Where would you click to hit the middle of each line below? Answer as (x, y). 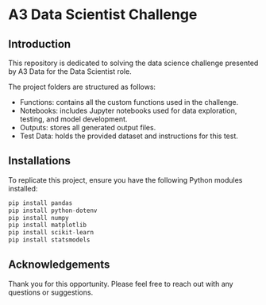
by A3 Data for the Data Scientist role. (70, 71)
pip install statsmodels (49, 240)
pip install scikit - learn (51, 233)
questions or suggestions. (51, 292)
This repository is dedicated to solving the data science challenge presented (133, 63)
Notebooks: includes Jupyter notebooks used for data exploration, (128, 110)
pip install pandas (40, 203)
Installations (40, 161)
